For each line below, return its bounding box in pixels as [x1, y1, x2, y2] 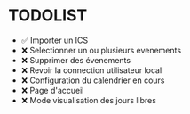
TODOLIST [8, 5, 88, 26]
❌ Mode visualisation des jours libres [20, 94, 157, 105]
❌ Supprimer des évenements [20, 54, 131, 65]
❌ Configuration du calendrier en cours [20, 75, 165, 85]
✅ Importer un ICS [20, 35, 89, 45]
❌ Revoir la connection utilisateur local [20, 64, 162, 76]
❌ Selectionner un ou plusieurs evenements [20, 45, 182, 55]
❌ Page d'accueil [20, 85, 84, 95]
